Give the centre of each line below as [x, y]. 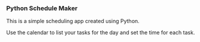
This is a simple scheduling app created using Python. [73, 21]
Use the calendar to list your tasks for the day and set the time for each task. [101, 33]
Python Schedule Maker [42, 8]
